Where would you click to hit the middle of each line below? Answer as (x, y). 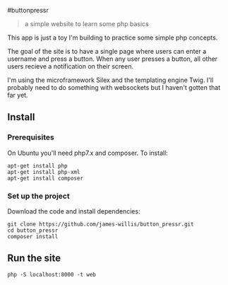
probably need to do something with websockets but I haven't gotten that (114, 87)
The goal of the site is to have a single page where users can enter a (107, 51)
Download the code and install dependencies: (74, 211)
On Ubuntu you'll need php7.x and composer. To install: (88, 153)
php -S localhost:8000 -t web (52, 274)
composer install (33, 236)
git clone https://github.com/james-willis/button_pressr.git (101, 224)
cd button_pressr (33, 230)
